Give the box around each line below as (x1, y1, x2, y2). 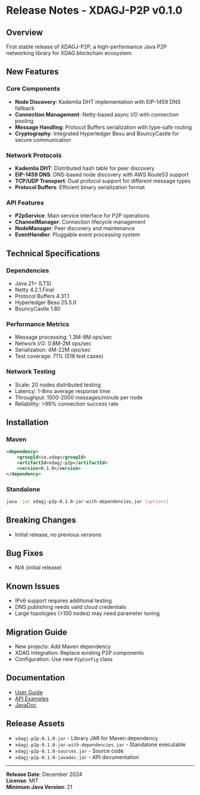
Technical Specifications (6, 248, 101, 258)
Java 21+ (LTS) (14, 280, 52, 287)
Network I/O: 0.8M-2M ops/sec (14, 340, 92, 347)
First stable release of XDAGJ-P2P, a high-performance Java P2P (6, 43, 167, 50)
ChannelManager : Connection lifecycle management (14, 218, 146, 225)
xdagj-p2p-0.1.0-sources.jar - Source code (14, 747, 124, 754)
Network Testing (6, 367, 56, 376)
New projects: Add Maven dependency (14, 643, 111, 650)
